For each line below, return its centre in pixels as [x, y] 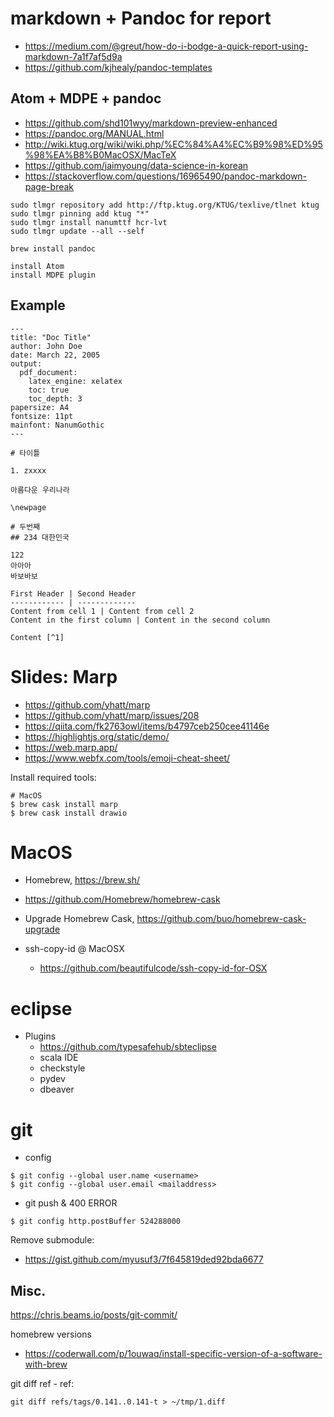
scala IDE [59, 1058]
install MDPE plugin [53, 275]
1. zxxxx [28, 470]
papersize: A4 [40, 407]
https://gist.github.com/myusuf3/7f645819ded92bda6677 [144, 1259]
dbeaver [57, 1089]
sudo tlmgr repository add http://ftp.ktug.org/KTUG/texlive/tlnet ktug [165, 205]
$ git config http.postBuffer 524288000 [96, 1222]
